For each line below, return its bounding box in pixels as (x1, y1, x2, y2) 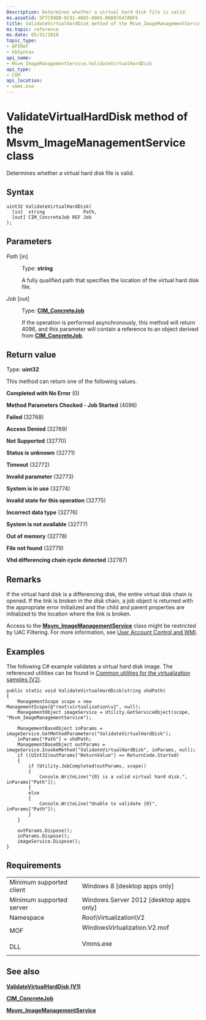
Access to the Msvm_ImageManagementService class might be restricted (6, 622, 196, 630)
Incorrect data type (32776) (6, 508, 78, 516)
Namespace (9, 913, 45, 922)
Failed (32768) (6, 413, 44, 421)
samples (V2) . (6, 676, 42, 683)
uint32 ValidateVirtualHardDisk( (6, 204, 92, 210)
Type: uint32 (6, 366, 39, 373)
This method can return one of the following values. (6, 378, 137, 385)
